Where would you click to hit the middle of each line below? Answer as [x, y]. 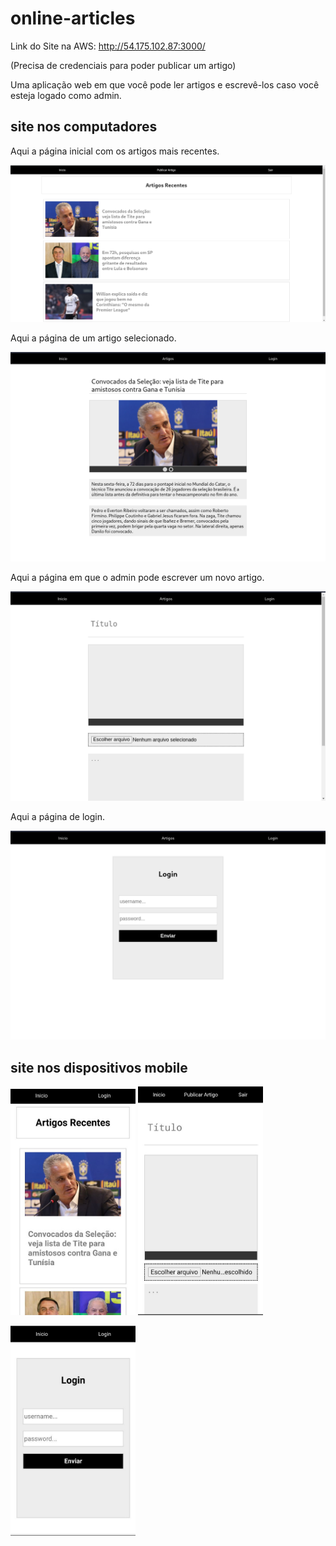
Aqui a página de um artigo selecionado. [93, 338]
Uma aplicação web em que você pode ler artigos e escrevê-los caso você [165, 84]
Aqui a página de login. [57, 816]
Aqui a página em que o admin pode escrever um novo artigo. [137, 577]
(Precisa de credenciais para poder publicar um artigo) [123, 65]
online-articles [73, 18]
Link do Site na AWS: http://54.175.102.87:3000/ [108, 46]
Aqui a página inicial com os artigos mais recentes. [115, 151]
